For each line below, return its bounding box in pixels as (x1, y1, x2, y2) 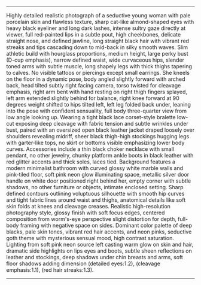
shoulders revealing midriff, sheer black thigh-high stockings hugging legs (6, 133, 190, 140)
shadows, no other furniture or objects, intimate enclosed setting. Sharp (6, 184, 184, 190)
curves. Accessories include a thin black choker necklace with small (6, 145, 175, 153)
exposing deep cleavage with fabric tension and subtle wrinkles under (15, 120, 188, 127)
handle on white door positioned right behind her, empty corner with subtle (6, 177, 191, 184)
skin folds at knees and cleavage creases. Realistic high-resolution (6, 203, 170, 210)
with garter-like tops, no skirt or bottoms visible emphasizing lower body (6, 139, 185, 146)
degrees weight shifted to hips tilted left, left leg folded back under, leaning (6, 101, 191, 108)
